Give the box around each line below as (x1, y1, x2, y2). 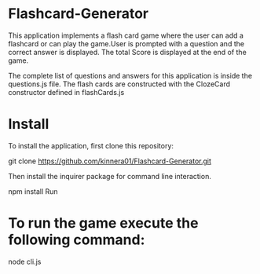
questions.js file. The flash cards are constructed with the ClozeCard (8, 79, 230, 89)
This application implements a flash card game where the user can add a (8, 31, 244, 40)
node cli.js (8, 257, 42, 266)
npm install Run (8, 186, 58, 196)
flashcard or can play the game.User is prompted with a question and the (8, 38, 245, 48)
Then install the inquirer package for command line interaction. (8, 171, 212, 181)
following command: (8, 231, 145, 249)
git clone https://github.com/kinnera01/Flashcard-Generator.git (8, 156, 212, 166)
